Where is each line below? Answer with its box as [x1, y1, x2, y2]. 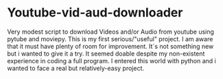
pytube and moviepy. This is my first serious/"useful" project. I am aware [7, 34, 213, 43]
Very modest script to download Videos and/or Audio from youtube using [7, 27, 215, 36]
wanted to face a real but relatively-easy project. [7, 64, 145, 72]
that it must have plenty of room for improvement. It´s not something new [7, 42, 214, 50]
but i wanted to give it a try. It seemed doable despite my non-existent [7, 49, 205, 58]
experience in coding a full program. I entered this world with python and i [7, 56, 216, 65]
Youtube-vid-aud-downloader [7, 5, 183, 21]
